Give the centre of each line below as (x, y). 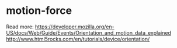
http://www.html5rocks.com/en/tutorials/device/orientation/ (78, 39)
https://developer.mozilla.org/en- (75, 27)
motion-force (39, 11)
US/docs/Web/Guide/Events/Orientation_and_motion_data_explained (88, 32)
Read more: (20, 27)
